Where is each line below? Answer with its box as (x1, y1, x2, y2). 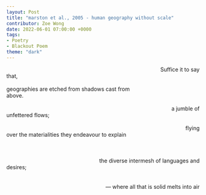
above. (6, 91, 24, 99)
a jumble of (171, 105, 200, 112)
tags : (6, 32, 20, 38)
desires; (6, 163, 27, 170)
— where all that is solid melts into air (105, 183, 200, 190)
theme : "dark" (6, 49, 43, 55)
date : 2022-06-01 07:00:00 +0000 (6, 26, 92, 32)
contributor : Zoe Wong (6, 20, 64, 26)
